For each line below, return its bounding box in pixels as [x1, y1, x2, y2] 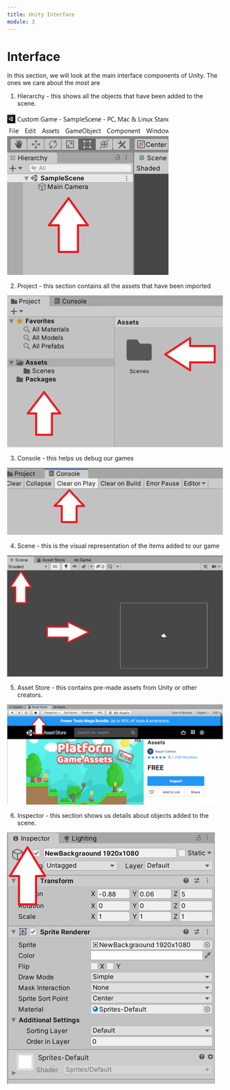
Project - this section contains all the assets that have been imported [16, 282, 211, 290]
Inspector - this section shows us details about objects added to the [16, 811, 209, 819]
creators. [16, 691, 43, 699]
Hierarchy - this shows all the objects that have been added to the [16, 92, 203, 100]
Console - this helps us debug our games [16, 454, 134, 462]
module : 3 [7, 18, 36, 25]
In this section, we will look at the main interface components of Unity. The [7, 71, 218, 80]
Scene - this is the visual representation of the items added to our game [16, 542, 220, 550]
